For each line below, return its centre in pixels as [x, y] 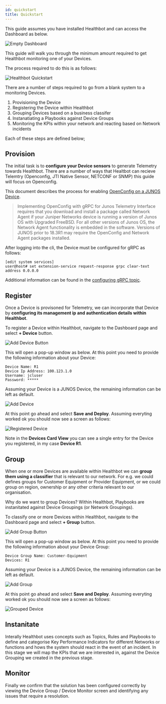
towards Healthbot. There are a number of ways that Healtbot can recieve [81, 171]
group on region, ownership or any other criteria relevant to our [70, 487]
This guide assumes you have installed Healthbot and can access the [76, 28]
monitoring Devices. [26, 93]
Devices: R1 [17, 560]
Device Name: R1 [22, 367]
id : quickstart [21, 10]
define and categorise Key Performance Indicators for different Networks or [83, 642]
